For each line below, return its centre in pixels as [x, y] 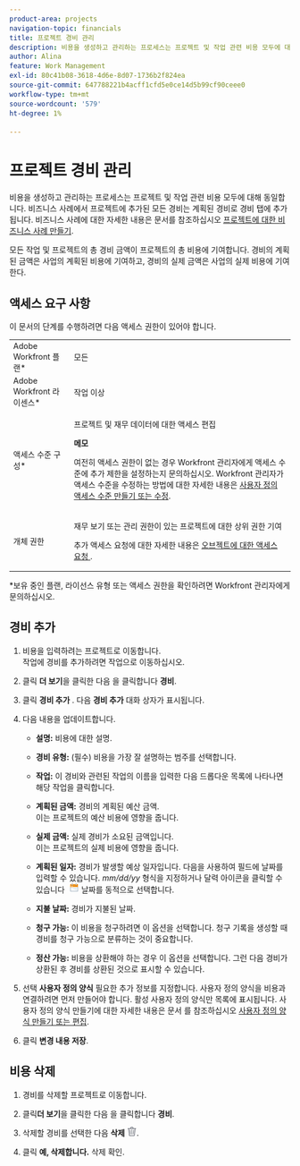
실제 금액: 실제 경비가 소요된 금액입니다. [104, 836]
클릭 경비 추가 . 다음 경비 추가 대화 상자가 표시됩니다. [113, 700]
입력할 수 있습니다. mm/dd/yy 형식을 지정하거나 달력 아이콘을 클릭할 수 [159, 878]
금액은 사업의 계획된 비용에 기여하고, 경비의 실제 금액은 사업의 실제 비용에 [146, 261]
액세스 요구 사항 [50, 303]
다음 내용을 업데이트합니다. [69, 719]
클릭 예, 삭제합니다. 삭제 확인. [73, 1152]
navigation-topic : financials [66, 28]
